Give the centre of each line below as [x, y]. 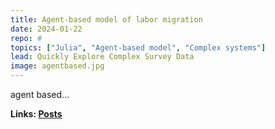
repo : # [26, 38]
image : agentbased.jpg [57, 66]
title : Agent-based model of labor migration [106, 19]
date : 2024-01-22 [46, 29]
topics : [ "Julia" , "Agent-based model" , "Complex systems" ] [138, 47]
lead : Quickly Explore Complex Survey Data [102, 57]
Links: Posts [36, 114]
